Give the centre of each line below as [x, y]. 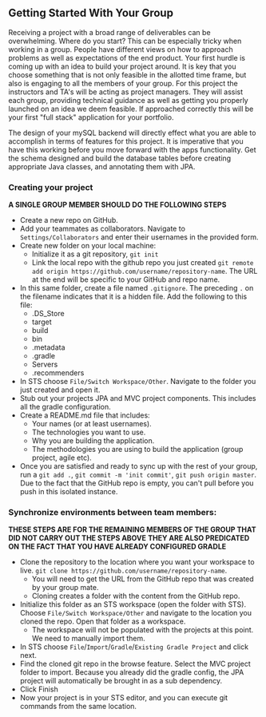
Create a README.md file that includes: [85, 415]
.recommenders [58, 373]
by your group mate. [65, 588]
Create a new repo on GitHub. [69, 220]
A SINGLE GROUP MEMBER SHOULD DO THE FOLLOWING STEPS [117, 205]
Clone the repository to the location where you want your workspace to [137, 562]
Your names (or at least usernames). [91, 424]
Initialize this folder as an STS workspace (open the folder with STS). [133, 604]
